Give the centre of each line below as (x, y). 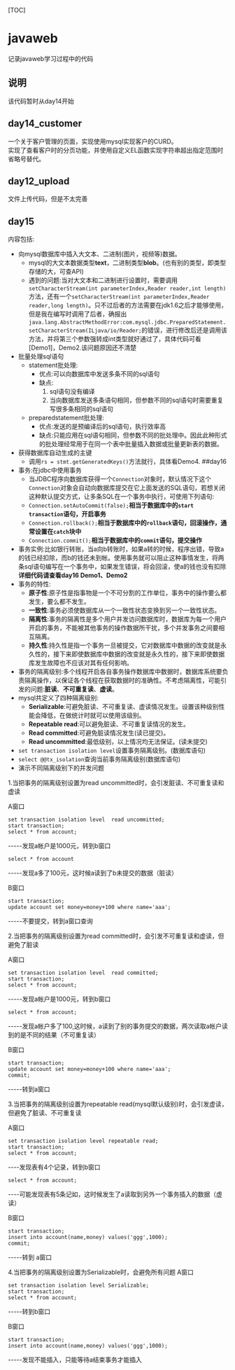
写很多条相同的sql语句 (81, 409)
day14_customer (45, 124)
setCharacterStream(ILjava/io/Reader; (85, 331)
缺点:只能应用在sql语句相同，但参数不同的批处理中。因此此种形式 (133, 435)
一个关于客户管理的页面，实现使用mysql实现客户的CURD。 (93, 141)
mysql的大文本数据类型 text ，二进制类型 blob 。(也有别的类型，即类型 (127, 263)
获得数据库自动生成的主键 (55, 453)
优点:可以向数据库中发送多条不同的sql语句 (99, 374)
